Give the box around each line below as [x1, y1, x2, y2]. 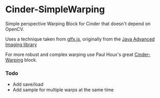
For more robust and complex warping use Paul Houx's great [5, 51, 134, 57]
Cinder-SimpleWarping [5, 4, 105, 15]
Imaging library [5, 41, 37, 47]
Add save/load [12, 81, 43, 88]
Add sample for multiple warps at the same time [12, 87, 114, 93]
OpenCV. [5, 26, 25, 32]
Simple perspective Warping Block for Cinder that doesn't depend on [5, 21, 151, 27]
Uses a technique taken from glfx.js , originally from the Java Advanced [5, 36, 155, 42]
